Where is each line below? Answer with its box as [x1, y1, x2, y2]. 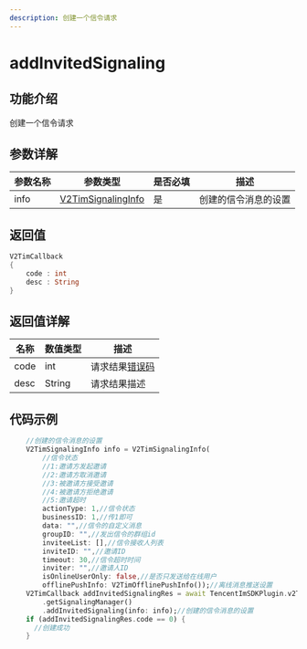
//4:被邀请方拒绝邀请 [42, 487, 114, 497]
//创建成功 [33, 623, 70, 633]
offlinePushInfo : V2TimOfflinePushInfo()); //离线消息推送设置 [42, 581, 273, 590]
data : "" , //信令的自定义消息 [42, 521, 143, 530]
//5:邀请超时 [42, 496, 87, 505]
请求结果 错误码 [90, 361, 155, 373]
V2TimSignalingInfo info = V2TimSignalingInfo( [26, 445, 210, 455]
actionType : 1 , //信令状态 [42, 504, 135, 514]
